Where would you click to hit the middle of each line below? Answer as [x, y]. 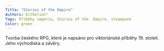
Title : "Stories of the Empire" [39, 10]
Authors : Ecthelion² [27, 14]
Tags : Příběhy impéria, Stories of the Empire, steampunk [68, 19]
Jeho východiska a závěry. [33, 43]
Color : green [19, 24]
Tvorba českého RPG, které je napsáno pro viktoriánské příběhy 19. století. [82, 38]
